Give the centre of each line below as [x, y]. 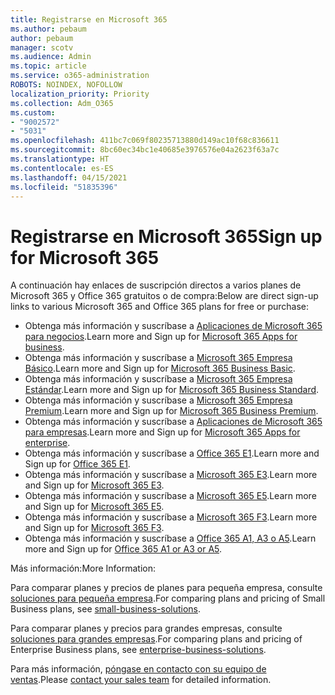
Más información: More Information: [83, 568]
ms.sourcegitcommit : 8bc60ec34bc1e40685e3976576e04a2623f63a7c [145, 150]
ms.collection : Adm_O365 [62, 103]
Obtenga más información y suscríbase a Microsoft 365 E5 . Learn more [170, 496]
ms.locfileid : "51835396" [64, 187]
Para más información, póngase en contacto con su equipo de [138, 669]
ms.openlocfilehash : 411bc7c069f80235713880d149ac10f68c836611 [145, 141]
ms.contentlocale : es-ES [62, 168]
